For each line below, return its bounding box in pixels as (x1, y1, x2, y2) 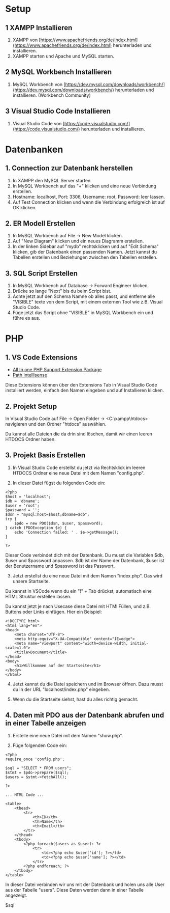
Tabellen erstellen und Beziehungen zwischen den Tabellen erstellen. (12, 254, 158, 260)
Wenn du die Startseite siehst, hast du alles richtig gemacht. (12, 696, 139, 702)
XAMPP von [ (12, 37, 41, 43)
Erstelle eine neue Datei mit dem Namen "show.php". (12, 732, 123, 738)
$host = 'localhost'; (5, 494, 51, 499)
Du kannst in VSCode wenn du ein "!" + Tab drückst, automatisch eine (5, 588, 152, 594)
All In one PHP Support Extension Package (12, 367, 102, 373)
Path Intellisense (12, 372, 47, 378)
